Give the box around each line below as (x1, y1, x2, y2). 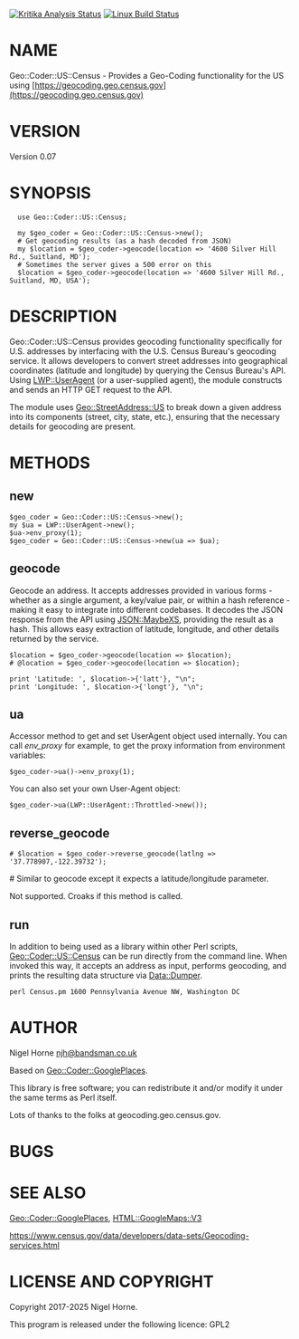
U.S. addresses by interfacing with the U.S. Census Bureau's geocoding (9, 345, 277, 357)
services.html (9, 1240, 61, 1251)
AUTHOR (9, 1018, 79, 1038)
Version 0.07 (9, 150, 57, 162)
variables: (9, 750, 46, 760)
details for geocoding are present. (9, 421, 136, 432)
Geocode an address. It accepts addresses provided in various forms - (9, 585, 273, 596)
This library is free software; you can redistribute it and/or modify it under (9, 1082, 284, 1093)
